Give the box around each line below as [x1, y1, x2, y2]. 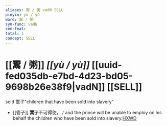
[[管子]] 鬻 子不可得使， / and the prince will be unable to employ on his [12, 109, 162, 115]
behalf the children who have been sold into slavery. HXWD [12, 115, 137, 121]
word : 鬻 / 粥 [5, 17, 34, 22]
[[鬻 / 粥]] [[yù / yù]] [5, 59, 90, 71]
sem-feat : [5, 26, 27, 31]
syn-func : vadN [5, 21, 38, 27]
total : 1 [5, 31, 24, 36]
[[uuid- [91, 59, 122, 71]
